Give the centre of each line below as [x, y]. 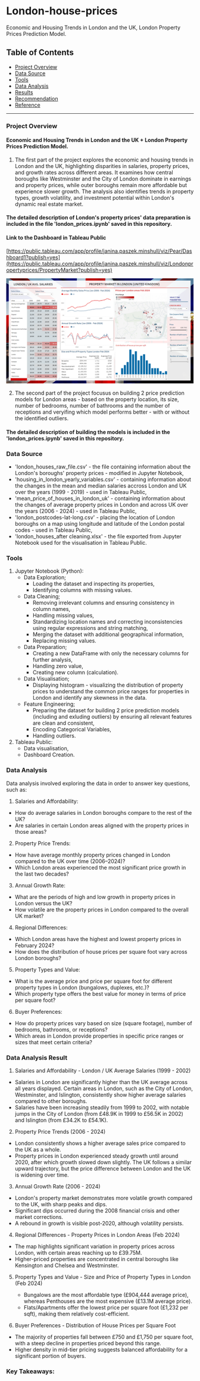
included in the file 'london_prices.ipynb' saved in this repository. [89, 224]
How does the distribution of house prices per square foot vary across [101, 951]
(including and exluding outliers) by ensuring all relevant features [112, 717]
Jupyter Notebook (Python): [49, 571]
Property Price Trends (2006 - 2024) [60, 1131]
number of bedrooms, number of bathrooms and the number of [92, 406]
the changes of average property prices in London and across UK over [101, 505]
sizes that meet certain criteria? [53, 1042]
